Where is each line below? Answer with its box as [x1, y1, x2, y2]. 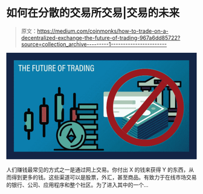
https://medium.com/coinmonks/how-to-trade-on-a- [37, 27, 169, 35]
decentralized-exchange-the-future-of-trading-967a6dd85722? [21, 34, 181, 41]
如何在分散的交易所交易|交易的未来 [6, 6, 180, 20]
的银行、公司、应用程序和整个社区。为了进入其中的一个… [6, 181, 149, 189]
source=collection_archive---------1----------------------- [21, 41, 167, 48]
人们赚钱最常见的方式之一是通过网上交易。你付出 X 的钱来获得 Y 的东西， [6, 166, 189, 173]
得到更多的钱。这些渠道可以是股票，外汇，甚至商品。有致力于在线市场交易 [11, 173, 197, 181]
